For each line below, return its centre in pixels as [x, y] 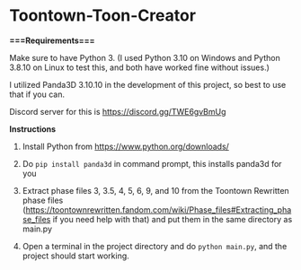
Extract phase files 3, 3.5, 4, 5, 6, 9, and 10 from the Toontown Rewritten [155, 190]
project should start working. [76, 256]
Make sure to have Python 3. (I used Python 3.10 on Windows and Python [145, 57]
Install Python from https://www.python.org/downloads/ [125, 146]
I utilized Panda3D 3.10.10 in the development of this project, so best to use [148, 84]
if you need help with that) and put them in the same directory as [173, 219]
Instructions [33, 129]
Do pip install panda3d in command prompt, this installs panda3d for [152, 163]
